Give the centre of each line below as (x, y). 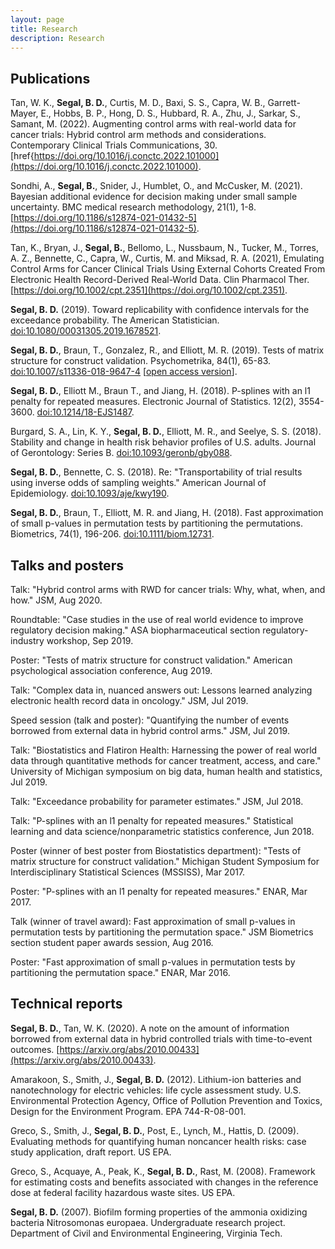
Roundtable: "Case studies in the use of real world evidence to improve (157, 619)
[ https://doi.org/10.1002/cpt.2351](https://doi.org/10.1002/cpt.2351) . (149, 290)
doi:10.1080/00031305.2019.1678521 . (86, 331)
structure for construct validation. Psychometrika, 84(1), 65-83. (141, 361)
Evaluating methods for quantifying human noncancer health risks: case (158, 1141)
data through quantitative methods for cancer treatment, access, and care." (166, 760)
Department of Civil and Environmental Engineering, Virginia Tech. (146, 1233)
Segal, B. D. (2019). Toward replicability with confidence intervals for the (160, 310)
